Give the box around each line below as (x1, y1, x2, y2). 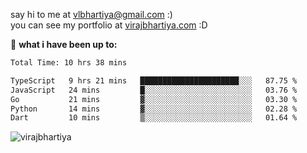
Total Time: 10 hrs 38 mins (10, 58, 128, 68)
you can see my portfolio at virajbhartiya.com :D (10, 19, 208, 31)
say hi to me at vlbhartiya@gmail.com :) (10, 9, 173, 20)
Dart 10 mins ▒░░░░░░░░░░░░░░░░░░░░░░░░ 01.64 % (10, 113, 298, 123)
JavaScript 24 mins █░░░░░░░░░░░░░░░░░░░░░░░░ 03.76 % (10, 85, 298, 95)
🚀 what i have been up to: (10, 39, 118, 50)
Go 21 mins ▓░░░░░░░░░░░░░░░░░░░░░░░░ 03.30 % (10, 94, 298, 104)
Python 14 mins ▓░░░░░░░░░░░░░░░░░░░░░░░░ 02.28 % (10, 104, 298, 114)
